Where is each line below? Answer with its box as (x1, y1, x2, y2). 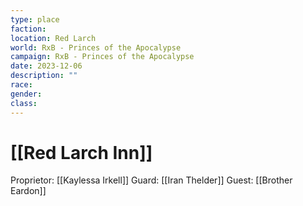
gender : (10, 89, 43, 99)
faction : (10, 24, 47, 34)
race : (10, 80, 33, 90)
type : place (10, 14, 60, 25)
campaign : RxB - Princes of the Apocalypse (10, 52, 195, 62)
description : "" (10, 71, 78, 81)
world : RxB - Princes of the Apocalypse (10, 42, 182, 53)
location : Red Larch (10, 33, 97, 43)
